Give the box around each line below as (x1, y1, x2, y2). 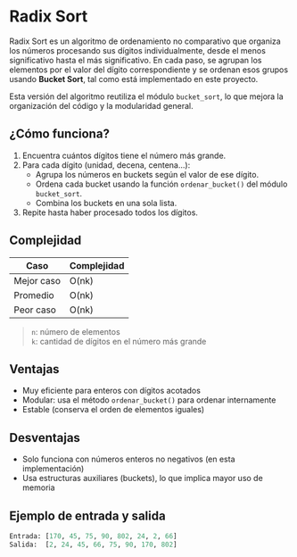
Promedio (13, 288, 55, 301)
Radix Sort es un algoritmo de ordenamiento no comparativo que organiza (9, 36, 281, 46)
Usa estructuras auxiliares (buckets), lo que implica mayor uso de (21, 473, 263, 484)
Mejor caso (13, 274, 61, 287)
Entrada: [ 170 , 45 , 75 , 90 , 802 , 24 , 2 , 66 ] (9, 532, 177, 541)
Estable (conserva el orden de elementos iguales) (21, 404, 205, 415)
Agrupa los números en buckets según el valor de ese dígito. (35, 169, 260, 179)
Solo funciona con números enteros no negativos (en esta (21, 453, 235, 465)
